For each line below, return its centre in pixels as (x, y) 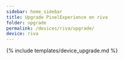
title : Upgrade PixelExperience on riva (57, 17)
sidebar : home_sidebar (34, 12)
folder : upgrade (26, 23)
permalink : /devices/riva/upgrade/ (50, 28)
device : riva (22, 34)
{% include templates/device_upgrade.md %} (62, 50)
